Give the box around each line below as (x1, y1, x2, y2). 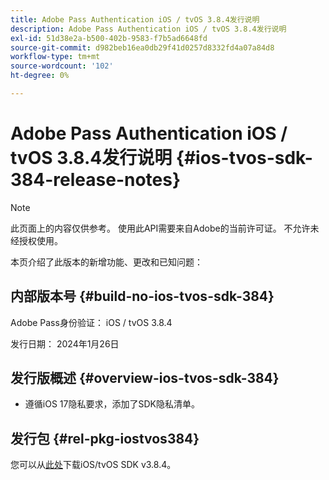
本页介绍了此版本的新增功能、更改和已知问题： (10, 256, 203, 268)
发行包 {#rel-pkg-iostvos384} (10, 430, 200, 447)
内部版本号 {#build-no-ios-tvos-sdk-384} (10, 288, 275, 305)
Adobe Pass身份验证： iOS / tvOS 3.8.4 (10, 316, 173, 328)
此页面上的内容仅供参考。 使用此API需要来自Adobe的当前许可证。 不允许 (10, 222, 311, 234)
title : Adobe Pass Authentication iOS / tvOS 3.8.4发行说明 (10, 14, 260, 25)
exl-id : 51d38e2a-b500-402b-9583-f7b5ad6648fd (10, 33, 208, 43)
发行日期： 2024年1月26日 (10, 337, 120, 350)
